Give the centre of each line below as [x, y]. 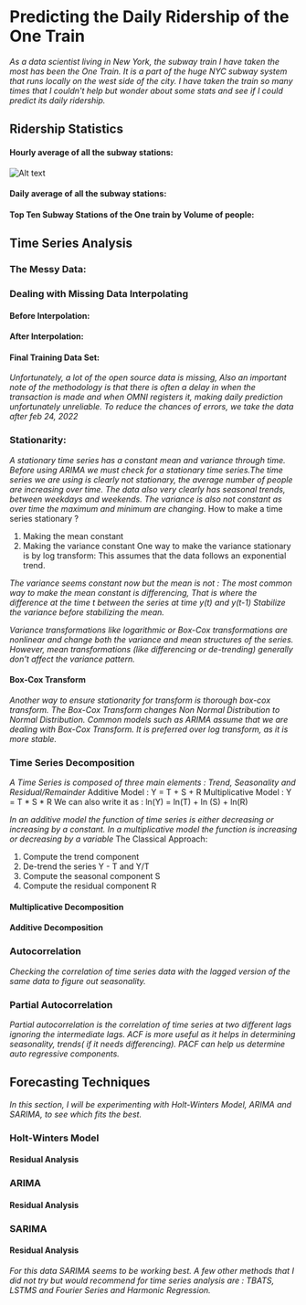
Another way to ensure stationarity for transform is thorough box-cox [140, 700]
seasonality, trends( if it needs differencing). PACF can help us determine [148, 1044]
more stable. [33, 738]
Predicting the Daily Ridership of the [149, 17]
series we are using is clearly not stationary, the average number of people [151, 479]
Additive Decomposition [56, 928]
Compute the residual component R [90, 886]
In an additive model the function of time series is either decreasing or [142, 820]
